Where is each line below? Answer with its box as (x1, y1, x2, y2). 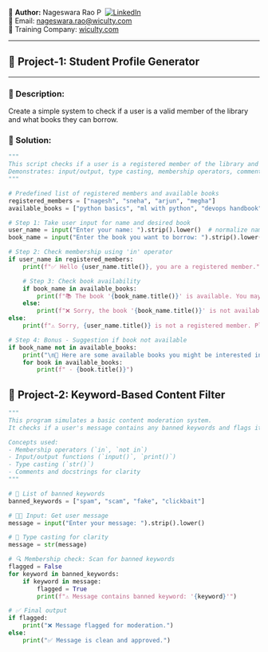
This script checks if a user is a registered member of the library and (8, 160, 259, 168)
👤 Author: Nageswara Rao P (8, 8, 102, 17)
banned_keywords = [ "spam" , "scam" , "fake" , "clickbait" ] (8, 497, 205, 505)
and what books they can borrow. (8, 115, 118, 124)
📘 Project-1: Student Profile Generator (8, 55, 200, 69)
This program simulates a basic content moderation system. (8, 416, 213, 425)
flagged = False (8, 563, 62, 571)
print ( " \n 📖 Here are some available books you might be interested (22, 351, 251, 359)
